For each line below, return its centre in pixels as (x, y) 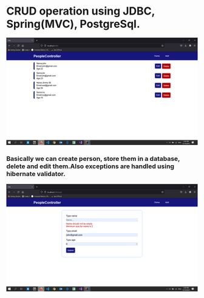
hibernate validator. (36, 174)
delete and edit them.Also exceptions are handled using (90, 166)
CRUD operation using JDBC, (81, 11)
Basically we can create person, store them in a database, (93, 159)
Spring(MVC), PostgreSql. (73, 24)
